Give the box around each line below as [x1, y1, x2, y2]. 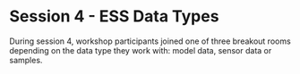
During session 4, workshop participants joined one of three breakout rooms [9, 36, 291, 46]
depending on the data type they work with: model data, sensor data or [9, 45, 272, 55]
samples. [9, 54, 43, 65]
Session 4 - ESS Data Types [9, 6, 219, 27]
